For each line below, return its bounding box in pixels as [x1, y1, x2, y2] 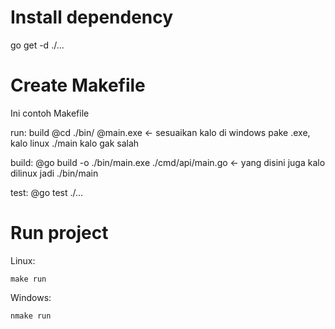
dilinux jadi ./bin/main [10, 167, 99, 179]
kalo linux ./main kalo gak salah [10, 137, 140, 149]
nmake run [10, 311, 52, 321]
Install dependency [10, 6, 174, 29]
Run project [10, 222, 109, 245]
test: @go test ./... [10, 186, 84, 198]
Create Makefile [10, 74, 146, 97]
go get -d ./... [10, 39, 65, 51]
